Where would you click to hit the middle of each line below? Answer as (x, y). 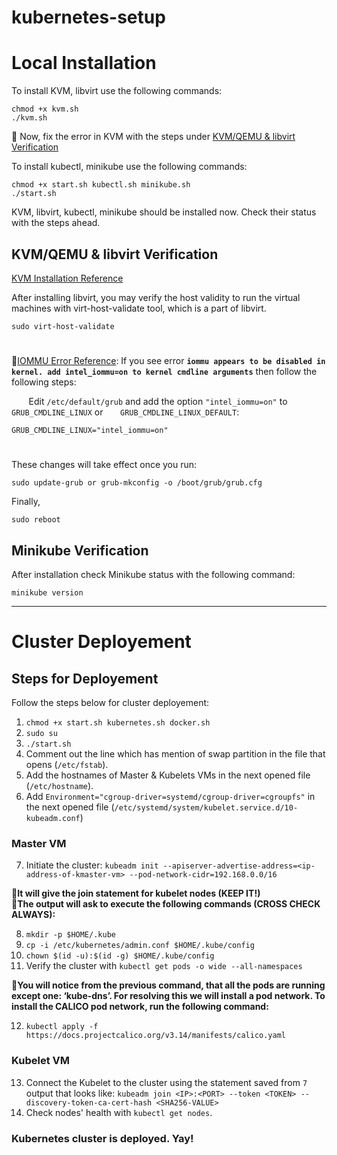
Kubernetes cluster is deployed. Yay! (102, 1138)
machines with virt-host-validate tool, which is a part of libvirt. (139, 308)
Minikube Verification (80, 550)
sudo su (41, 734)
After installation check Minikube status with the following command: (153, 575)
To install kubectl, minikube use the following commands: (129, 167)
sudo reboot (36, 520)
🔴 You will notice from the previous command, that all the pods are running (168, 985)
